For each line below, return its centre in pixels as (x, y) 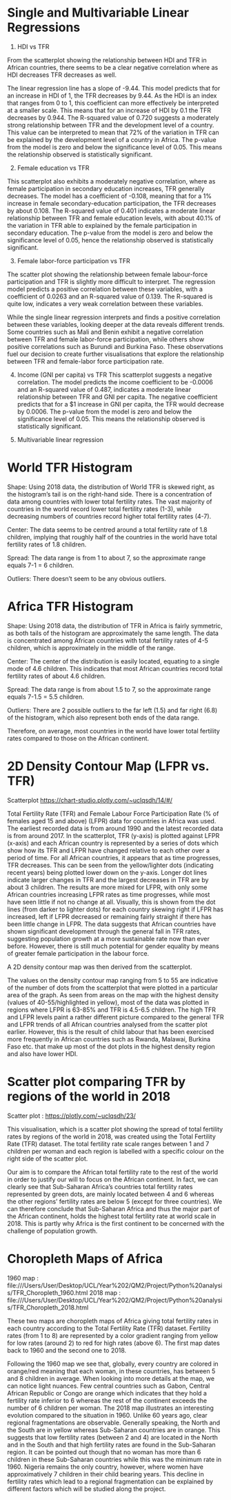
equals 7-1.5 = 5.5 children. (46, 697)
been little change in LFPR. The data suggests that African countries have (112, 924)
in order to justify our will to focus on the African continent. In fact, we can (113, 1179)
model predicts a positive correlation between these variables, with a (105, 289)
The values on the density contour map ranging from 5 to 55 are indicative (113, 980)
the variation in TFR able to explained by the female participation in (102, 225)
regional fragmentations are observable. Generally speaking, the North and (114, 1422)
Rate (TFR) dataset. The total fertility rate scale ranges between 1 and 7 (108, 1143)
